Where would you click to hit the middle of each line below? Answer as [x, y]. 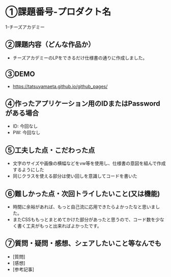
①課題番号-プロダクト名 [58, 12]
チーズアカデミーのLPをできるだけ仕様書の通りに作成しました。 [80, 57]
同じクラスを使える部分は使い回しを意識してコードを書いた [75, 176]
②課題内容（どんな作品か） [50, 44]
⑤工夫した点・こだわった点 [50, 150]
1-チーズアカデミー [25, 27]
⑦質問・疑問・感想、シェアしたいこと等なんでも [83, 243]
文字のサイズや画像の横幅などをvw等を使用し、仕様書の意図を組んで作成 [89, 163]
